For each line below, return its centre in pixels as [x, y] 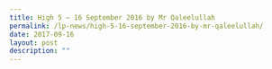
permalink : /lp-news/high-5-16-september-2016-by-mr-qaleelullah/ [136, 26]
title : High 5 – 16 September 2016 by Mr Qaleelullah [113, 17]
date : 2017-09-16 [42, 34]
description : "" [40, 51]
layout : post [34, 43]
